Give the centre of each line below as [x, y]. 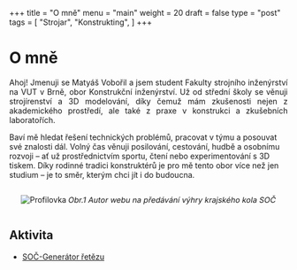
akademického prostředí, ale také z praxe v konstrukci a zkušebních [148, 111]
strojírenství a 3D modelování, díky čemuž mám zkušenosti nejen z [148, 101]
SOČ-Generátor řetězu [63, 257]
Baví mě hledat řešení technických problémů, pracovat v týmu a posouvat [143, 137]
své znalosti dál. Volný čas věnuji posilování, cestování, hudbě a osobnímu [145, 146]
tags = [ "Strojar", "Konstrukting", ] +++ [81, 22]
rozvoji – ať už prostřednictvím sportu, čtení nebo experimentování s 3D [140, 156]
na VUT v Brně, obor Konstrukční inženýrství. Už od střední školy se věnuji [148, 91]
